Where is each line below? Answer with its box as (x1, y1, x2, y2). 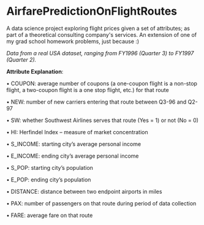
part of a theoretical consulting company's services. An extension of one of (6, 31, 197, 38)
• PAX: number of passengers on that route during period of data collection (6, 199, 197, 207)
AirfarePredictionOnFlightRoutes (6, 4, 178, 18)
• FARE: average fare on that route (6, 212, 93, 219)
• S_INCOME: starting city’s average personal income (6, 140, 142, 148)
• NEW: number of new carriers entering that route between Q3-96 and (6, 98, 187, 105)
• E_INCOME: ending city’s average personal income (6, 152, 139, 159)
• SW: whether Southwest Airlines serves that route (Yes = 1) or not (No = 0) (6, 116, 199, 124)
